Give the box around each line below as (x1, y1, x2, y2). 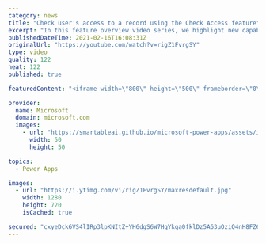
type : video (8, 48, 47, 56)
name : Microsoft (15, 106, 69, 115)
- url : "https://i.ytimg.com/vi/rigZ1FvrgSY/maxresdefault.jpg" (15, 187, 232, 195)
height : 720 (22, 201, 62, 210)
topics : (8, 158, 34, 165)
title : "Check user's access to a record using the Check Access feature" (8, 19, 260, 27)
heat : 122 (8, 63, 41, 71)
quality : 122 (8, 56, 51, 64)
